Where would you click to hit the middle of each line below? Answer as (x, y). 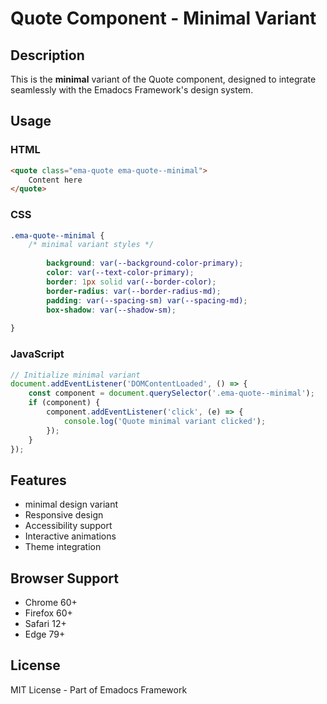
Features (38, 480)
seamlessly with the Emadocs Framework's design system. (132, 90)
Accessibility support (68, 526)
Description (47, 55)
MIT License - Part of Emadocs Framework (99, 689)
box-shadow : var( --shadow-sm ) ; (111, 310)
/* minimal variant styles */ (91, 245)
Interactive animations (70, 536)
